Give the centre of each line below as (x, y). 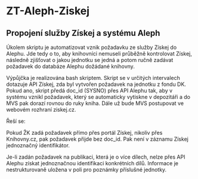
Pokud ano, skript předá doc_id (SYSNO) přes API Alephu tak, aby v (89, 90)
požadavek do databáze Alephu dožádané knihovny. (71, 66)
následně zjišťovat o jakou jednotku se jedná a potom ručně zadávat (90, 60)
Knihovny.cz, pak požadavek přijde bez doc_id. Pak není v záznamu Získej (98, 139)
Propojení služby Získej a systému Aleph (83, 33)
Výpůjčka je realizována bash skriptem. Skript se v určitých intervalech (93, 78)
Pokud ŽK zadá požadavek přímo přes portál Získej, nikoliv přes (84, 133)
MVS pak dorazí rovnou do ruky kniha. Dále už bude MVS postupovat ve (95, 103)
